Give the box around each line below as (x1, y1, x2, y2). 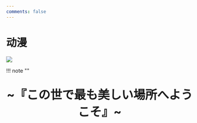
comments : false (6, 8, 46, 15)
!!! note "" (6, 67, 30, 74)
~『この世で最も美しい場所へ (7, 87, 169, 102)
